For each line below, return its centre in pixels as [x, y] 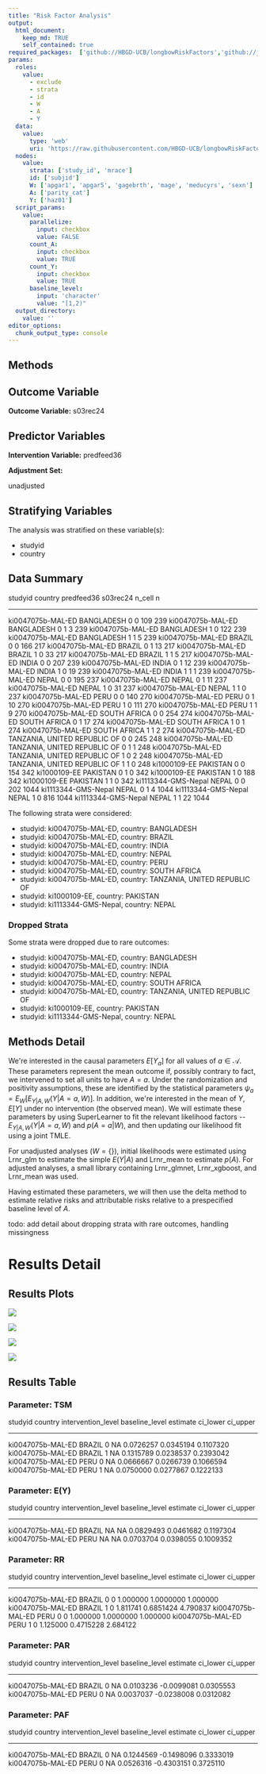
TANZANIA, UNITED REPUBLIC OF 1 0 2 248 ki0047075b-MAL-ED [116, 756]
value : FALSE [58, 237]
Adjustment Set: [36, 471]
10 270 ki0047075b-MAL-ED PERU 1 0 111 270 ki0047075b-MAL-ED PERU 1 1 [133, 705]
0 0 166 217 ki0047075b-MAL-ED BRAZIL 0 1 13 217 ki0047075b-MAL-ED [127, 646]
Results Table [42, 1382]
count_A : [44, 244]
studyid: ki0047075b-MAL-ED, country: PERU [94, 862]
